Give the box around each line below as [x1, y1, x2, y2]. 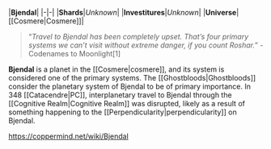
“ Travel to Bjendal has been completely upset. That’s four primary [28, 32, 249, 41]
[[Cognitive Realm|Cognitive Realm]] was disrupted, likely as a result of [8, 99, 245, 108]
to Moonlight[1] [70, 49, 121, 58]
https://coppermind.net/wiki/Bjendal [8, 131, 129, 141]
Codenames [28, 49, 70, 58]
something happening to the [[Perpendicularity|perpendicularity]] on [8, 107, 237, 117]
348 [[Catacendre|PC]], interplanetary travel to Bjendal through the [8, 90, 232, 100]
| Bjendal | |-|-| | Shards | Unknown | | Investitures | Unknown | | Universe [8, 8, 237, 17]
